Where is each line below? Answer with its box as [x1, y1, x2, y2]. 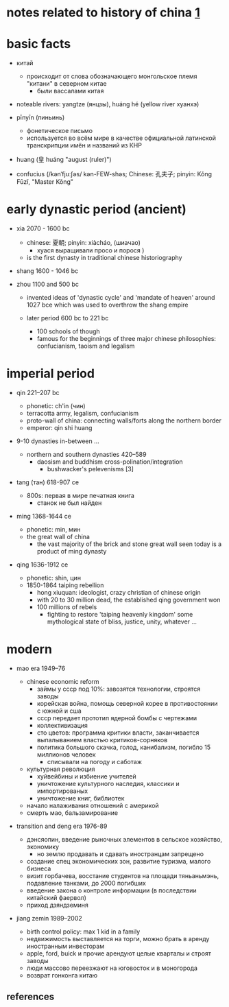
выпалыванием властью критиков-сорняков [36, 735, 168, 744]
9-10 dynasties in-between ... [16, 437, 100, 445]
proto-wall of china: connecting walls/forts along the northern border [26, 416, 222, 425]
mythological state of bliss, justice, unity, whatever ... [47, 617, 197, 626]
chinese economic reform [26, 677, 100, 685]
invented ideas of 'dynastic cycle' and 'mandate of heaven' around [26, 294, 215, 302]
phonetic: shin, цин [26, 574, 82, 582]
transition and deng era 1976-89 [16, 822, 108, 830]
